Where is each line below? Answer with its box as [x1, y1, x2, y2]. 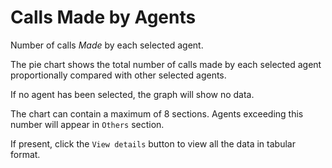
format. [10, 148, 41, 160]
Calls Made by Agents [10, 6, 197, 29]
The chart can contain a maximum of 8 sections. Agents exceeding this [10, 107, 304, 120]
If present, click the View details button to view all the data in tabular [10, 137, 296, 150]
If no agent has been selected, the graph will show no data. [10, 88, 255, 100]
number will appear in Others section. [10, 118, 165, 130]
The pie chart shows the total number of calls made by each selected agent [10, 58, 322, 70]
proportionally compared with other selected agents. [10, 69, 227, 81]
